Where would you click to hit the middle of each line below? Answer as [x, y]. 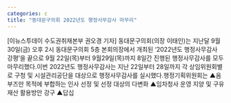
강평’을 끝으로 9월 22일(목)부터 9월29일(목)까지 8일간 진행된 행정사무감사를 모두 [115, 58]
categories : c [28, 13]
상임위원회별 [206, 66]
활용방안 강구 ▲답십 [47, 92]
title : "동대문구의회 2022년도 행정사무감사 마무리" [72, 20]
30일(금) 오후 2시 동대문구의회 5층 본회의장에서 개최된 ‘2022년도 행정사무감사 [112, 49]
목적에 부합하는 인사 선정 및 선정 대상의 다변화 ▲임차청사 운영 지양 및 [118, 84]
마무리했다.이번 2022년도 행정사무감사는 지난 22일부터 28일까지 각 [98, 66]
